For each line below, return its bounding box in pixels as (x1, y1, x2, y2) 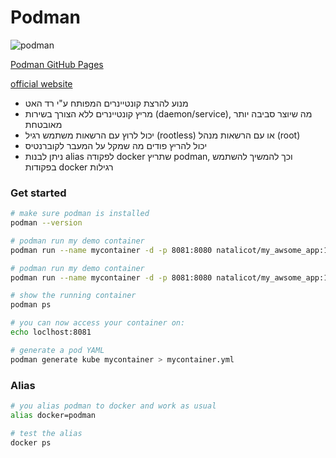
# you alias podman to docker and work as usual (10, 401, 217, 411)
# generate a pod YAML (10, 345, 105, 355)
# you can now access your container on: (10, 318, 186, 328)
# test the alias (10, 428, 83, 438)
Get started (10, 186, 67, 200)
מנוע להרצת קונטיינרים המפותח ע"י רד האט (24, 97, 189, 109)
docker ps (10, 437, 52, 448)
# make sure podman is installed (10, 209, 150, 219)
